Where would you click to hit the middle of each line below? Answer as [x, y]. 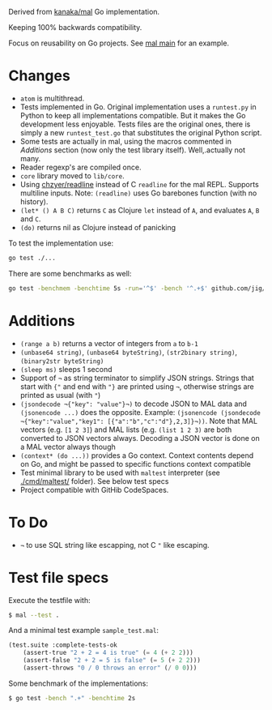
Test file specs [59, 577]
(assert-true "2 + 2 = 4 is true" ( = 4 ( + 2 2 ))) [108, 653]
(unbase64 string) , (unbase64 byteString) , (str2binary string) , [128, 352]
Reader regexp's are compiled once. [81, 167]
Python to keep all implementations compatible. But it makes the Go [133, 115]
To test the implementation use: [61, 243]
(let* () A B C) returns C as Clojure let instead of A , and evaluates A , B [140, 210]
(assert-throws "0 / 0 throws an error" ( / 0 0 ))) [110, 668]
